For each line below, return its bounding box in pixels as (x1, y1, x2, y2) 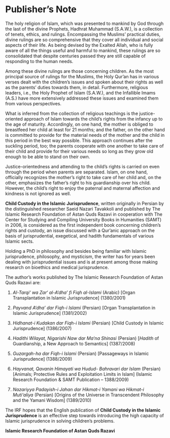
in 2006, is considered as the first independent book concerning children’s (5, 222, 161, 228)
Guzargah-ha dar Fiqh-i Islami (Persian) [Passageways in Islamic (12, 350, 149, 357)
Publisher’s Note (5, 4, 77, 15)
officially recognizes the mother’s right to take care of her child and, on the (5, 174, 161, 180)
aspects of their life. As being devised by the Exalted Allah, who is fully (5, 42, 153, 48)
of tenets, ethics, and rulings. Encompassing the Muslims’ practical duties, (5, 31, 161, 37)
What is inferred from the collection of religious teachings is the (5, 110, 139, 116)
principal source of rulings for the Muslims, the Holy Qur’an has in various (5, 73, 159, 79)
